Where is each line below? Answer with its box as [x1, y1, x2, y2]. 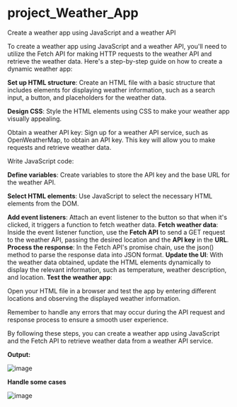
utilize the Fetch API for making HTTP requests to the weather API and [7, 49, 212, 58]
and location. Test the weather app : [7, 273, 112, 281]
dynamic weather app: [7, 64, 73, 73]
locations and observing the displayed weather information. [7, 294, 181, 302]
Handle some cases [7, 377, 67, 386]
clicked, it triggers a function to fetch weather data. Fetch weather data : [7, 220, 219, 229]
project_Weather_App [7, 5, 139, 21]
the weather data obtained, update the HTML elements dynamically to [7, 258, 211, 266]
